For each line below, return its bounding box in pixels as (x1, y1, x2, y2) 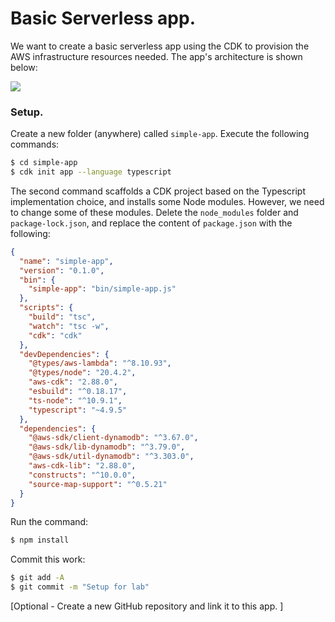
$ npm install (10, 535, 70, 546)
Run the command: (10, 516, 89, 528)
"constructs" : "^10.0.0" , (28, 470, 137, 480)
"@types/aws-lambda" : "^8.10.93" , (28, 358, 172, 369)
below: (10, 61, 38, 73)
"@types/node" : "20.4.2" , (28, 368, 137, 378)
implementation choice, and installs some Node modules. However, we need (10, 195, 325, 207)
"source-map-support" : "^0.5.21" (28, 479, 168, 489)
